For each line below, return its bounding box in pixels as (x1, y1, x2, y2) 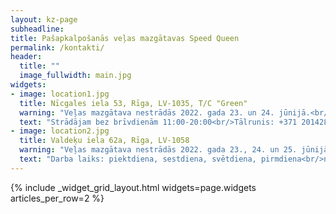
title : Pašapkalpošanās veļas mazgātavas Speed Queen (10, 33, 240, 43)
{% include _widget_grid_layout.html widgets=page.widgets (10, 181, 257, 193)
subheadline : (10, 24, 65, 34)
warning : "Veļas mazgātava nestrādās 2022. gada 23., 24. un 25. (19, 145, 298, 155)
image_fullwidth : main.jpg (19, 71, 132, 81)
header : (10, 52, 43, 62)
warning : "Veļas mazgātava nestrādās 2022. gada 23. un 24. (19, 107, 275, 118)
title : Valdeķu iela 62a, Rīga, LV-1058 (19, 136, 190, 146)
